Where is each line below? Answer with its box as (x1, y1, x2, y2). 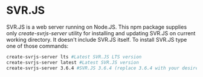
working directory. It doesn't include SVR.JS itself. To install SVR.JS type (6, 36, 187, 43)
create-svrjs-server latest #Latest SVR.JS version (6, 59, 139, 66)
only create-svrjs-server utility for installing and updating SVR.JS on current (6, 29, 196, 36)
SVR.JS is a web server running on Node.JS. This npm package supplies (6, 23, 187, 30)
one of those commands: (6, 42, 69, 50)
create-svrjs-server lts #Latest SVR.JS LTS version (6, 54, 142, 60)
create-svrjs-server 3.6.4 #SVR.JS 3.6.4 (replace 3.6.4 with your (6, 65, 180, 71)
